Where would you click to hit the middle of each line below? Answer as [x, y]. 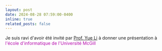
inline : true [19, 19]
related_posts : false [28, 24]
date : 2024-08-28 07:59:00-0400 [39, 14]
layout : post [19, 10]
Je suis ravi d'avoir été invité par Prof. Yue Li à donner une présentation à [81, 38]
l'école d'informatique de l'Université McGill [51, 43]
